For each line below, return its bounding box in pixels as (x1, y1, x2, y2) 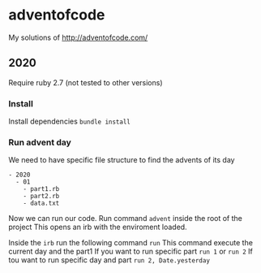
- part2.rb (23, 193, 60, 201)
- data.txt (23, 199, 60, 208)
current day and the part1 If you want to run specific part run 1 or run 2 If (8, 246, 254, 257)
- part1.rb (23, 185, 60, 193)
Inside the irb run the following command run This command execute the (8, 238, 254, 248)
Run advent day (8, 136, 71, 148)
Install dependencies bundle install (8, 116, 131, 127)
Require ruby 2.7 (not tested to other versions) (8, 77, 164, 87)
